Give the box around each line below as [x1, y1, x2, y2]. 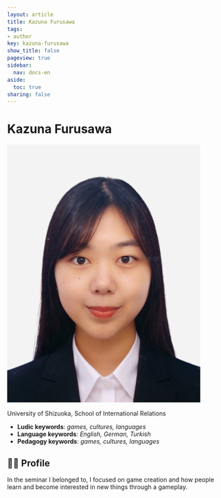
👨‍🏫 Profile [7, 457, 50, 469]
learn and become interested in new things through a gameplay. [7, 483, 187, 491]
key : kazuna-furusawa [7, 40, 69, 47]
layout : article [7, 11, 54, 18]
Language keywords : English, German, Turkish [16, 430, 151, 438]
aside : [7, 76, 26, 83]
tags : [7, 25, 23, 32]
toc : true [13, 83, 41, 91]
